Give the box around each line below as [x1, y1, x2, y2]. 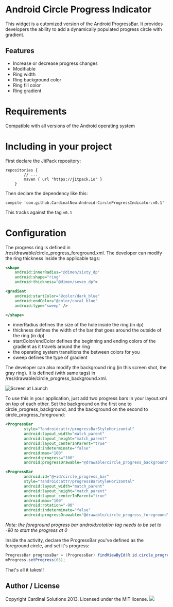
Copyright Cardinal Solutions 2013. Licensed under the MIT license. [5, 596, 148, 602]
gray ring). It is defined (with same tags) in [5, 370, 96, 376]
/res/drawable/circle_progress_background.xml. [5, 375, 107, 381]
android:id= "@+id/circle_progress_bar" [24, 474, 110, 479]
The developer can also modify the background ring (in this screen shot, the [5, 365, 167, 371]
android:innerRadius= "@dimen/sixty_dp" [14, 270, 100, 275]
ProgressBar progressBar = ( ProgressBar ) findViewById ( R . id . [5, 552, 140, 558]
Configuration [5, 227, 67, 239]
